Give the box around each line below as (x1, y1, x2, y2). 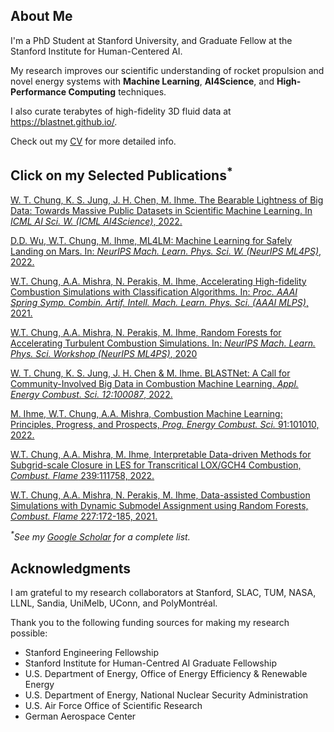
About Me (10, 8, 73, 25)
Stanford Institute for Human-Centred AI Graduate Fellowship (24, 657, 277, 669)
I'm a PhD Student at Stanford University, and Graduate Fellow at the (10, 34, 293, 46)
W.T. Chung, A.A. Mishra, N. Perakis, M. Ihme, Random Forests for (10, 326, 282, 338)
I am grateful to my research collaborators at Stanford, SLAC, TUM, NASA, (10, 587, 317, 599)
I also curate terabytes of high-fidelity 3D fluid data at (10, 105, 232, 117)
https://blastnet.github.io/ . (10, 115, 118, 128)
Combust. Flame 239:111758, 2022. (10, 469, 155, 481)
